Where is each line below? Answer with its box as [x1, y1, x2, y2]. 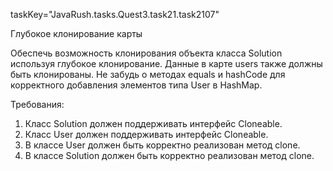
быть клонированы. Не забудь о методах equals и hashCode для [10, 69, 286, 80]
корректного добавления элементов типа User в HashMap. [10, 79, 263, 91]
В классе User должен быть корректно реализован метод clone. [24, 139, 301, 151]
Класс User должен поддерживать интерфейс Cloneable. [24, 129, 269, 140]
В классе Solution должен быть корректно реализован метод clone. [24, 150, 315, 161]
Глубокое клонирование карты [10, 28, 143, 39]
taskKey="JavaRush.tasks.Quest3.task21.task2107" [10, 9, 220, 20]
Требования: [10, 99, 65, 110]
